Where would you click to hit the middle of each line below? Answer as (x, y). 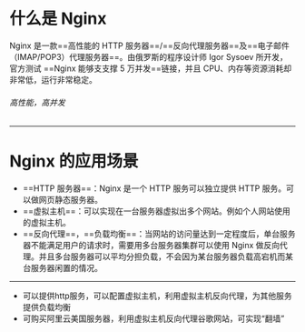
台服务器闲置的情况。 (62, 268)
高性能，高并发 (37, 102)
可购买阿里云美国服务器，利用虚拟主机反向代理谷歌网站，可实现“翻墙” (153, 318)
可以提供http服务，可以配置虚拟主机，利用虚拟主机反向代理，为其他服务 (157, 296)
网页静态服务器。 (70, 200)
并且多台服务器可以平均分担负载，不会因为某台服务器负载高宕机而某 (166, 257)
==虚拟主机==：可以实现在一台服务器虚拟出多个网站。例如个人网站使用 (156, 211)
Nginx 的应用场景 (74, 161)
